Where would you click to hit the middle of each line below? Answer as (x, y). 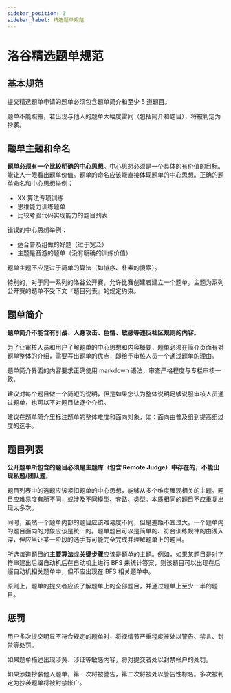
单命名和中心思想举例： (40, 184)
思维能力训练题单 (41, 206)
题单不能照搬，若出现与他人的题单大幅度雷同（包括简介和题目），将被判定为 (114, 116)
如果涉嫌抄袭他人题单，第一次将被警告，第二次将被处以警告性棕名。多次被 (112, 674)
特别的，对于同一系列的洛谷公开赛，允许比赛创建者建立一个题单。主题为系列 (115, 282)
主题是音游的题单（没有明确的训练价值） (74, 253)
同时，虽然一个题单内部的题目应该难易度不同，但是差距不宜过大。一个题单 (112, 522)
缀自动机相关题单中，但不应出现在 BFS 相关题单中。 (81, 571)
